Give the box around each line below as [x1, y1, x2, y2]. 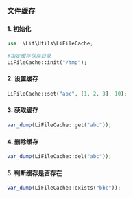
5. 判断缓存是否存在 [7, 168, 62, 177]
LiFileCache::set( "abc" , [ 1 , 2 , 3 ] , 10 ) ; [7, 90, 128, 97]
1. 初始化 [7, 24, 32, 32]
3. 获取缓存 [7, 106, 39, 114]
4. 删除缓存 [7, 137, 39, 146]
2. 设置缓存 [7, 74, 39, 83]
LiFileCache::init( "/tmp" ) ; [7, 58, 88, 66]
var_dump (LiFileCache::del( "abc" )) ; [7, 153, 112, 160]
